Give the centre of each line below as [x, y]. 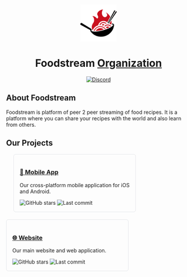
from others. [21, 124]
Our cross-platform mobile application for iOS [75, 185]
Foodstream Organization [98, 63]
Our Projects [30, 143]
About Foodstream [41, 98]
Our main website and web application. [59, 251]
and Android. [35, 191]
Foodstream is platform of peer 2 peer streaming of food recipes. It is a [92, 112]
